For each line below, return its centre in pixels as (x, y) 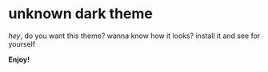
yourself (22, 44)
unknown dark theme (81, 14)
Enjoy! (19, 59)
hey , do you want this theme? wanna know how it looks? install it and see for (134, 36)
